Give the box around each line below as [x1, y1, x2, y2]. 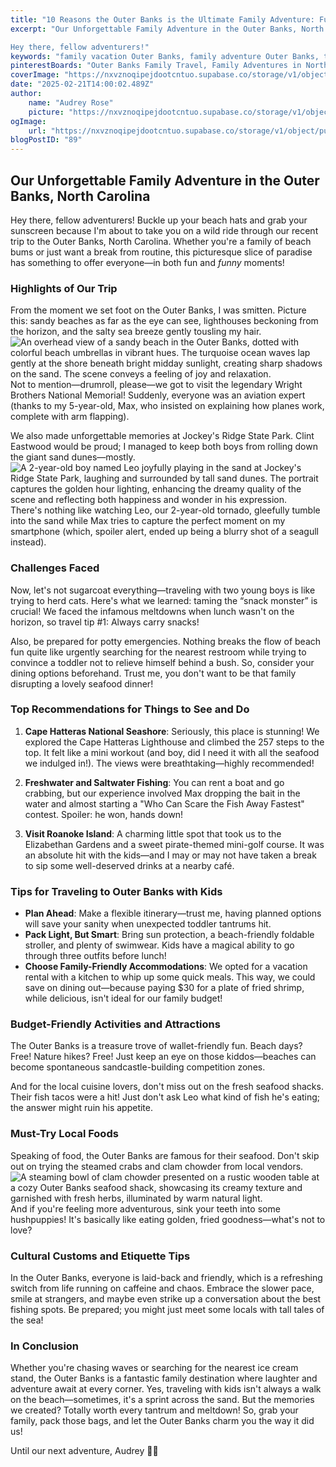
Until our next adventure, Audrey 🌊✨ [10, 1445, 159, 1457]
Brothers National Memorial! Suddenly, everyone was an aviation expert [10, 389, 306, 401]
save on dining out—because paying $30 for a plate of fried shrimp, [24, 982, 305, 994]
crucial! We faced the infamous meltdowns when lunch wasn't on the [10, 605, 295, 617]
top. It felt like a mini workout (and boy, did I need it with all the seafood [24, 746, 320, 758]
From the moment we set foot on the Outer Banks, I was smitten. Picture [10, 304, 307, 316]
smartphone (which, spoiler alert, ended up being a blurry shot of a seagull [10, 526, 319, 538]
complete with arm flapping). [10, 411, 130, 423]
